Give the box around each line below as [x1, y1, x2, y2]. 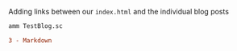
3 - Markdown [8, 36, 52, 45]
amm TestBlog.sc [8, 22, 63, 30]
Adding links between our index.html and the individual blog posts [8, 7, 230, 16]
